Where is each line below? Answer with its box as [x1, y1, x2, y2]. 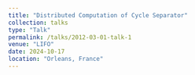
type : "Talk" [8, 26, 51, 34]
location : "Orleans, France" [8, 55, 104, 63]
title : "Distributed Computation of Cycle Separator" [8, 11, 189, 20]
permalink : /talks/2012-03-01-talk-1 [8, 33, 132, 41]
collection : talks [8, 19, 68, 27]
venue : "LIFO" [8, 41, 55, 48]
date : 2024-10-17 [8, 48, 65, 55]
